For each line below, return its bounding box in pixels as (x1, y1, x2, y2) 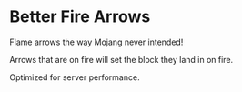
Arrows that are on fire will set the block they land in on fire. (9, 54, 234, 65)
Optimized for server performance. (9, 71, 140, 83)
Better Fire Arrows (9, 6, 151, 27)
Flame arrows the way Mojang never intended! (9, 36, 184, 47)
